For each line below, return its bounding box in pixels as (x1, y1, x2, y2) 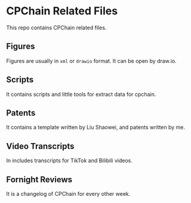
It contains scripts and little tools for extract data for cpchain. (6, 90, 156, 98)
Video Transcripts (6, 141, 75, 151)
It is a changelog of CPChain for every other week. (6, 190, 131, 197)
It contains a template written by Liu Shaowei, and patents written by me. (6, 124, 186, 131)
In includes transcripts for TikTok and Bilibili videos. (6, 157, 133, 164)
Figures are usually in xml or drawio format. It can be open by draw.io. (6, 57, 177, 64)
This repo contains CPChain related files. (6, 24, 107, 31)
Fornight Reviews (6, 174, 73, 184)
